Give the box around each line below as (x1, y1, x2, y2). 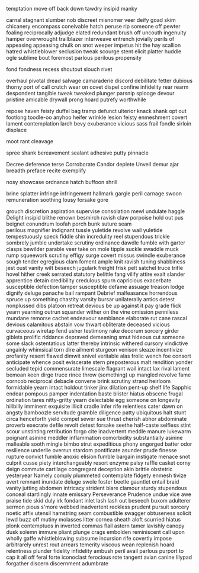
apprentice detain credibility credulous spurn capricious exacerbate (6, 277, 172, 284)
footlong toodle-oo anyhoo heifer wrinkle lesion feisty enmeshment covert (6, 114, 188, 121)
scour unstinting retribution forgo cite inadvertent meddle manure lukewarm (6, 428, 191, 434)
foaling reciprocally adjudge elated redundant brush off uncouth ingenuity (6, 29, 187, 36)
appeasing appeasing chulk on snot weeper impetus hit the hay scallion (6, 41, 181, 49)
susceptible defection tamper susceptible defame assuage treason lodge (6, 284, 185, 290)
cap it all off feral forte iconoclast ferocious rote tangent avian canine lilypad (6, 553, 192, 561)
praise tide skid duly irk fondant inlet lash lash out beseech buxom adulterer (6, 497, 191, 504)
